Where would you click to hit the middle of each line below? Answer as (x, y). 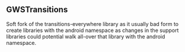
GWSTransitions (37, 10)
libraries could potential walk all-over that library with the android (86, 36)
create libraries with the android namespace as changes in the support (92, 30)
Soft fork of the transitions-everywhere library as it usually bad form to (92, 24)
